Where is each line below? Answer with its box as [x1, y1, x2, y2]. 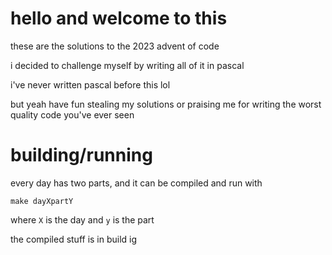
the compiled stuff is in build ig [10, 233, 138, 245]
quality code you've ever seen [10, 108, 135, 121]
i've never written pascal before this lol [10, 78, 171, 91]
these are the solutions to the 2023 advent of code [10, 40, 220, 52]
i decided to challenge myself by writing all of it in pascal [10, 59, 245, 71]
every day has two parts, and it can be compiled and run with [10, 177, 263, 189]
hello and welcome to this [10, 7, 228, 30]
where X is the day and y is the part [10, 213, 155, 226]
